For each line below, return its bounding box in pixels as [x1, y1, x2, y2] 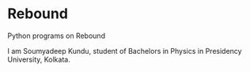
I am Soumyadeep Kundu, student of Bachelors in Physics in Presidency [7, 46, 242, 55]
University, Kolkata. [7, 55, 70, 64]
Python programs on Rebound [7, 31, 106, 40]
